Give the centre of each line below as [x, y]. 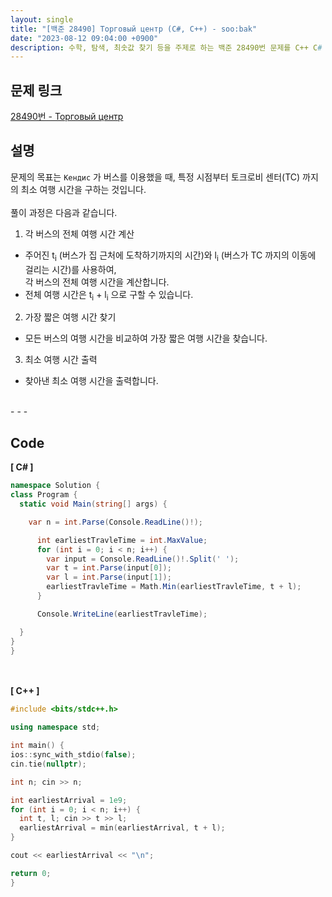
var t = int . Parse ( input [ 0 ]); [109, 568]
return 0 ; [31, 873]
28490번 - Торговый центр [67, 117]
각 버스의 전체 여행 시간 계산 [79, 233]
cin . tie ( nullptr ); [48, 764]
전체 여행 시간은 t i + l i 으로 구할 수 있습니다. [109, 295]
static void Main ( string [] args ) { [93, 504]
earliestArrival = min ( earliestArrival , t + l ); [122, 828]
